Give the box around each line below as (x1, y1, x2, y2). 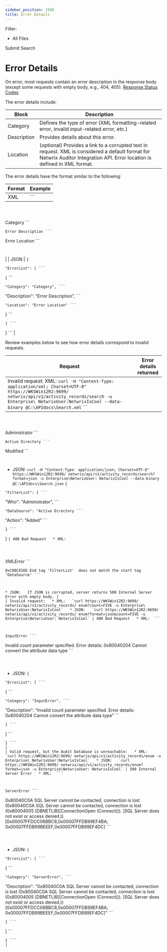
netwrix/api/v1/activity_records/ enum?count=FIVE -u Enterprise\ (5, 603, 146, 608)
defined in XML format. (39, 161, 93, 168)
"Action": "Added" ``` (5, 517, 48, 523)
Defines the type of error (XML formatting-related (39, 119, 157, 126)
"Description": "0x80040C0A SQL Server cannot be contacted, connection (5, 884, 159, 890)
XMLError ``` (5, 558, 31, 564)
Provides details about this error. (39, 134, 116, 141)
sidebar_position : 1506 (5, 7, 55, 12)
